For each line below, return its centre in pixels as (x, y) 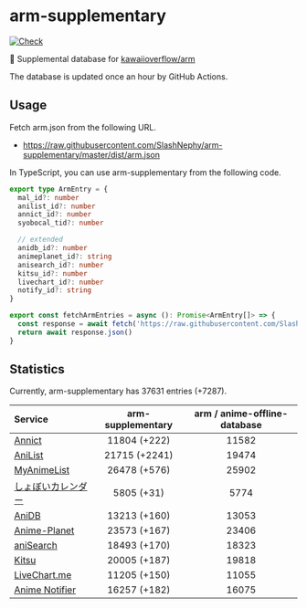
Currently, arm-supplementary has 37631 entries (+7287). (118, 391)
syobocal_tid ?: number (61, 223)
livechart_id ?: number (61, 282)
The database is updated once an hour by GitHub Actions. (119, 76)
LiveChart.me (43, 575)
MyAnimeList (42, 470)
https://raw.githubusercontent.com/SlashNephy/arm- (122, 145)
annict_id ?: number (55, 215)
